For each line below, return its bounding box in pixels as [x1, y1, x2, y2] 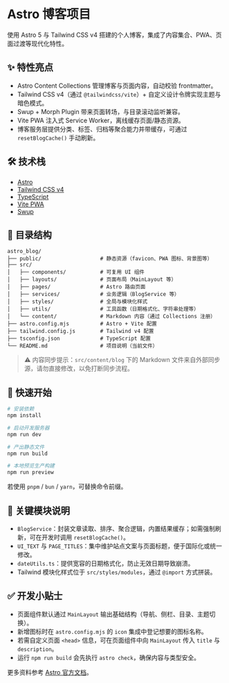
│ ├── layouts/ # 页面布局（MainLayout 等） [7, 276, 177, 283]
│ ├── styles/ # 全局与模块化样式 [7, 298, 148, 306]
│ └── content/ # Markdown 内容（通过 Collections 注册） [7, 313, 216, 320]
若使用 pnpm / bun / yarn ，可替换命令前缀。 [7, 482, 127, 491]
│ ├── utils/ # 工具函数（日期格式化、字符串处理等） [7, 306, 199, 313]
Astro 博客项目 [7, 6, 91, 22]
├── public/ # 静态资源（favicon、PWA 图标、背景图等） [7, 255, 213, 263]
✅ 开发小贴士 [7, 590, 63, 602]
